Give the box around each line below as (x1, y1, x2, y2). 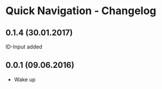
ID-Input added (5, 43, 42, 50)
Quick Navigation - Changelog (5, 4, 157, 18)
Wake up (14, 75, 36, 83)
